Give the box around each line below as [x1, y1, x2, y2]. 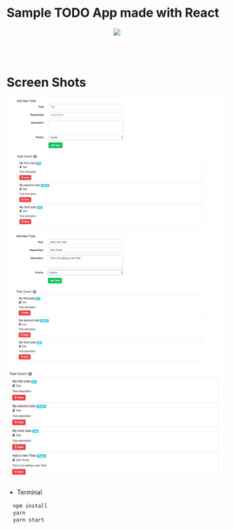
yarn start [13, 517, 45, 524]
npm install [13, 503, 48, 510]
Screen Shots [6, 75, 87, 90]
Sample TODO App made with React [6, 5, 220, 21]
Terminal [16, 488, 43, 496]
